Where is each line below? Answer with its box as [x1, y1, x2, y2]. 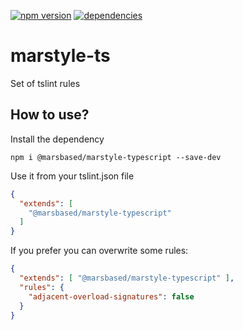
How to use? [10, 106, 90, 124]
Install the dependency [10, 133, 105, 145]
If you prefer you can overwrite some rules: [10, 245, 189, 257]
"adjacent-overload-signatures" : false [28, 291, 195, 302]
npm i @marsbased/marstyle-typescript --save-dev [10, 152, 222, 162]
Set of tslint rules [10, 77, 81, 89]
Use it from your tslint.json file [10, 170, 135, 182]
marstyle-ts [10, 45, 111, 67]
